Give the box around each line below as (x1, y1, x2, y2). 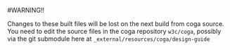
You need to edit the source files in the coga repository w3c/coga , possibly (7, 27, 222, 35)
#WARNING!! (7, 6, 44, 14)
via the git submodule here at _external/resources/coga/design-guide (7, 35, 210, 43)
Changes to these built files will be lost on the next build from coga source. (7, 20, 224, 27)
